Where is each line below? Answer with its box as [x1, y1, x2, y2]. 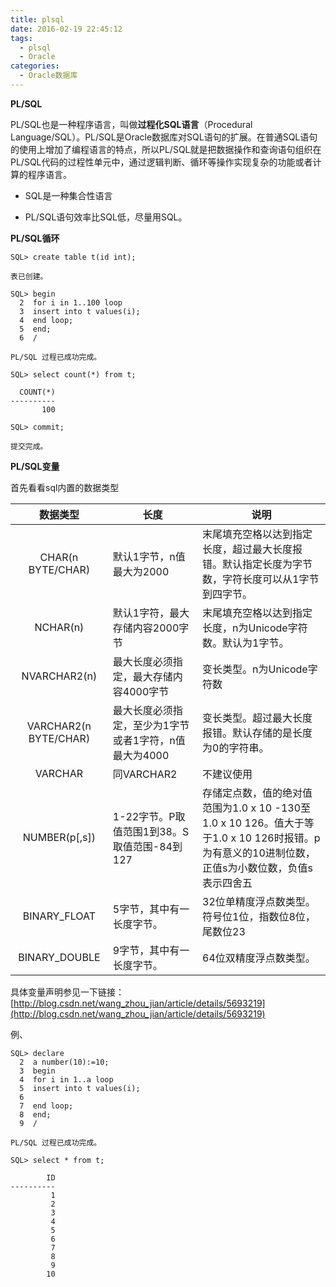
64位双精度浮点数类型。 [202, 951, 316, 965]
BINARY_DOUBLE [18, 950, 101, 964]
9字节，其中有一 [112, 943, 190, 957]
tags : [10, 33, 33, 43]
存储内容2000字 [112, 621, 190, 635]
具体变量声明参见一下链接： [10, 986, 125, 998]
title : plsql [10, 14, 65, 25]
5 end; [19, 324, 52, 334]
